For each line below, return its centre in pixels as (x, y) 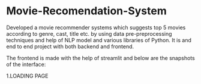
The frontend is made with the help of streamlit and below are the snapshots (100, 58)
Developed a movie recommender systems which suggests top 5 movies (96, 27)
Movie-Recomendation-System (86, 11)
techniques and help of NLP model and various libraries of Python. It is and (99, 40)
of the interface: (26, 64)
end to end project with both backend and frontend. (70, 46)
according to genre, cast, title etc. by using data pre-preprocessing (89, 33)
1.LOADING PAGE (27, 76)
